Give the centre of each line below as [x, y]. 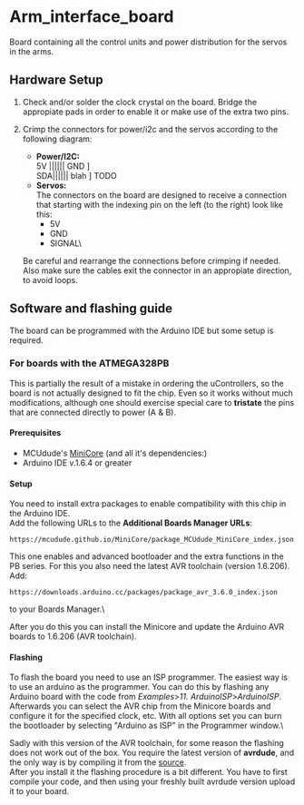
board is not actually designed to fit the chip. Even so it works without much [151, 393]
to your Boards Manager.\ [57, 609]
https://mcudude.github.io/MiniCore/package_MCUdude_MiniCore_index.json [152, 540]
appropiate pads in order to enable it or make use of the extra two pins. [155, 112]
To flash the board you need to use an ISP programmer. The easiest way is [149, 677]
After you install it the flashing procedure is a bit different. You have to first [148, 772]
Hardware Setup [56, 80]
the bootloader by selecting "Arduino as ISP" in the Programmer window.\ [147, 726]
